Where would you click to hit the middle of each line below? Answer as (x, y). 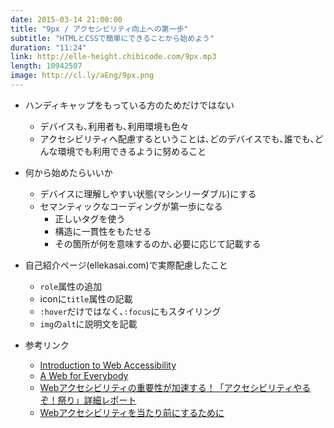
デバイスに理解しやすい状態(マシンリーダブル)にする (148, 193)
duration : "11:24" (48, 47)
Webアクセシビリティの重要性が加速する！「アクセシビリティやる (175, 387)
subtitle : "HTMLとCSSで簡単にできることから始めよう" (112, 38)
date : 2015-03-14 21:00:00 (66, 19)
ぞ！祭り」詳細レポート (88, 400)
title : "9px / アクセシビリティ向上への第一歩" (99, 29)
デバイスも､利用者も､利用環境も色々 (114, 126)
